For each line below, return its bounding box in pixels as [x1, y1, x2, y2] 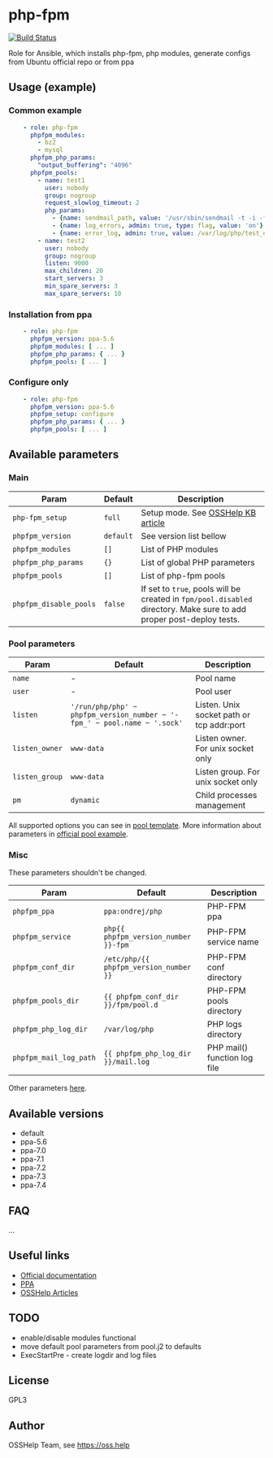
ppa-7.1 [19, 1154, 45, 1164]
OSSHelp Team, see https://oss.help [8, 1440, 130, 1450]
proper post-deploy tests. [141, 614, 240, 625]
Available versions [8, 1107, 104, 1121]
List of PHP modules [141, 543, 219, 554]
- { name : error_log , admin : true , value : [51, 229, 195, 237]
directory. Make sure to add [141, 603, 246, 614]
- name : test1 [37, 176, 85, 184]
